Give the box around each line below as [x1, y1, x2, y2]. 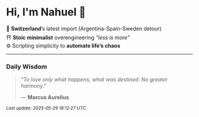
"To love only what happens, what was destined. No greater [20, 76, 168, 83]
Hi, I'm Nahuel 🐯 [6, 5, 86, 19]
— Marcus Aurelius [20, 94, 69, 101]
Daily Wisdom [6, 62, 47, 71]
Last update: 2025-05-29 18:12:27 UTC [6, 105, 86, 112]
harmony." [20, 83, 46, 90]
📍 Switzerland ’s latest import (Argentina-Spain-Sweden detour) [6, 25, 162, 32]
